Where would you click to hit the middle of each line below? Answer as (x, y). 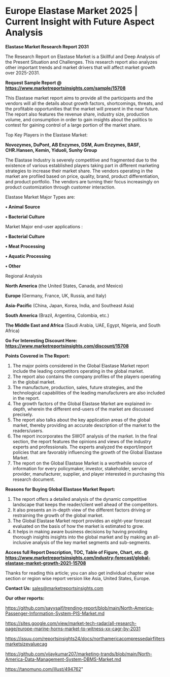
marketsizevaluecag (26, 644)
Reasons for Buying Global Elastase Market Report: (60, 489)
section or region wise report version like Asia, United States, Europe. (78, 578)
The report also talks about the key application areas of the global (81, 420)
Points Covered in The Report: (38, 356)
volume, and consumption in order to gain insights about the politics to (79, 119)
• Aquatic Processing (28, 256)
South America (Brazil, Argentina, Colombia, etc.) (57, 315)
